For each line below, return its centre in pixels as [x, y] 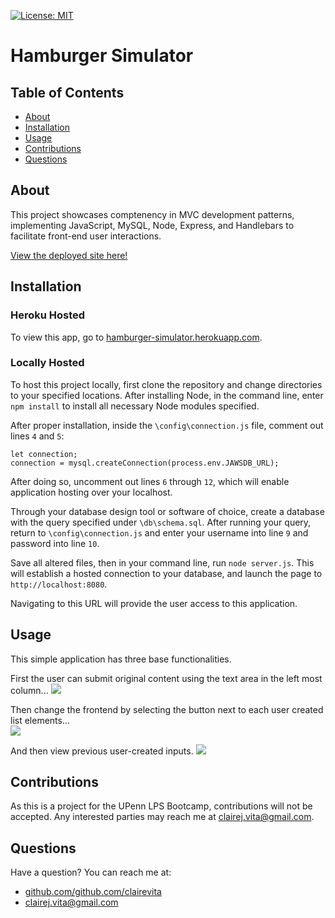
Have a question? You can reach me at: [91, 872]
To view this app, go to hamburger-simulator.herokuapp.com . [136, 337]
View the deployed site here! [69, 255]
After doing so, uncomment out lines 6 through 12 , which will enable [150, 481]
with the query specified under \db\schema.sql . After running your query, [161, 522]
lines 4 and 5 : [37, 436]
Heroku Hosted [48, 315]
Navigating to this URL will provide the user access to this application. [154, 603]
